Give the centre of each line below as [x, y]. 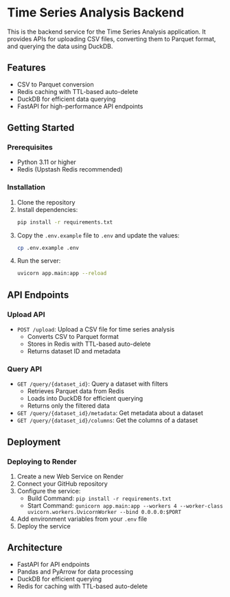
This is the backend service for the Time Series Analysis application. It [106, 32]
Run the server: [39, 261]
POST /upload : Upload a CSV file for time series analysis [96, 329]
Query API [25, 368]
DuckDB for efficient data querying [66, 99]
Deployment [34, 442]
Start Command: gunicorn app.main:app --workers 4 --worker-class [125, 506]
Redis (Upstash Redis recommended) [70, 169]
